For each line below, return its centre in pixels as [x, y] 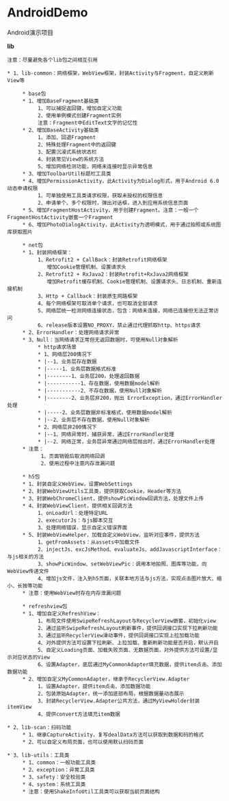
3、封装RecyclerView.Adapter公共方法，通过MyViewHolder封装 [119, 701]
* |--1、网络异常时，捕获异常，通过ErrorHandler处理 [106, 434]
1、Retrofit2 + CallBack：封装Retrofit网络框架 [102, 259]
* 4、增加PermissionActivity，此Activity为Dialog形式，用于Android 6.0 [121, 181]
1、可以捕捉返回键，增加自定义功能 [80, 108]
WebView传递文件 [28, 571]
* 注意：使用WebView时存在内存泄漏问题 [72, 593]
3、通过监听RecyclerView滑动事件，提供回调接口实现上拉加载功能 [119, 635]
